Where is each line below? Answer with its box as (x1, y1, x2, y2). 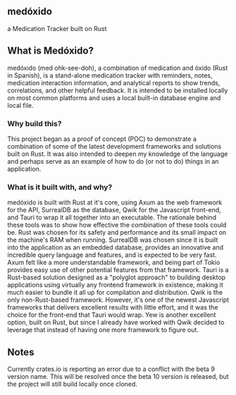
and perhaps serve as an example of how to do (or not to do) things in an (7, 157, 220, 165)
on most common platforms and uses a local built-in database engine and (7, 93, 221, 102)
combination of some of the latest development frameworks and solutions (7, 142, 222, 150)
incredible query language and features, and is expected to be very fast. (7, 250, 217, 260)
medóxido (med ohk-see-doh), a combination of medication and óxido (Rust (7, 63, 228, 72)
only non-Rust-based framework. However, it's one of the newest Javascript (7, 296, 230, 304)
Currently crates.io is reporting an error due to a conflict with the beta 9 (7, 365, 215, 373)
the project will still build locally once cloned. (7, 380, 137, 389)
